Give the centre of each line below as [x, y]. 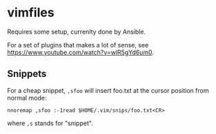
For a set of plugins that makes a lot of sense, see [78, 45]
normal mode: [27, 98]
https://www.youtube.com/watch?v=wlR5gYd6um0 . [80, 52]
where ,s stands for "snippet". [50, 123]
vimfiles [31, 13]
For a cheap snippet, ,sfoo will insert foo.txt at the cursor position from [108, 90]
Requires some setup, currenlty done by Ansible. [77, 32]
